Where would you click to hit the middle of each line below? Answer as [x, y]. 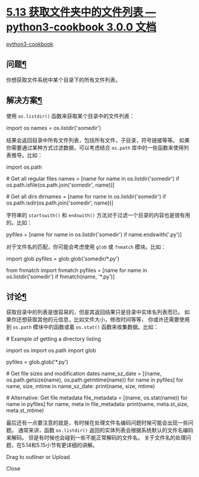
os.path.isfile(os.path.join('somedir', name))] [60, 185]
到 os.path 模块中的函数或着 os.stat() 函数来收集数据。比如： [83, 327]
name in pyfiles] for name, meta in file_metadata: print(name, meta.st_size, [97, 404]
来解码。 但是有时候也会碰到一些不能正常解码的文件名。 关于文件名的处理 [96, 438]
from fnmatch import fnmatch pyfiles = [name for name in [77, 270]
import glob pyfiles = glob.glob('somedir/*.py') [63, 258]
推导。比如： [27, 155]
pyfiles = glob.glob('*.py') [37, 362]
